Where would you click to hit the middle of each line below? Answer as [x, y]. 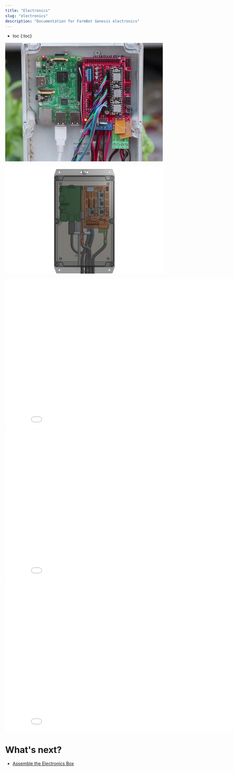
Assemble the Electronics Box [43, 763]
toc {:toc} [22, 36]
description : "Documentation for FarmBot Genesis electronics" [72, 21]
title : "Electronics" [28, 11]
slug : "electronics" [27, 16]
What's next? [33, 750]
